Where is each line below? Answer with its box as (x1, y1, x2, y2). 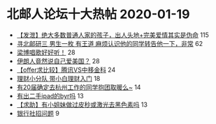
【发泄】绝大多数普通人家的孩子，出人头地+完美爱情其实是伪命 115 (16, 31, 209, 39)
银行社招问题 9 (16, 109, 60, 117)
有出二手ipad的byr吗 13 (16, 91, 85, 100)
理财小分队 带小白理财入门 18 (16, 74, 101, 82)
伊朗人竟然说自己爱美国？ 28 (16, 56, 100, 65)
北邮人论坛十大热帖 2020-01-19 (6, 6, 190, 22)
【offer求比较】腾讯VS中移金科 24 (16, 65, 116, 74)
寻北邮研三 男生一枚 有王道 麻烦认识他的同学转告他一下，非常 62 (16, 39, 203, 47)
